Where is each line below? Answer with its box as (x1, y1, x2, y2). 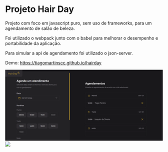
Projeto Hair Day (5, 3, 74, 15)
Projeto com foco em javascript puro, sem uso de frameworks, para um (5, 20, 152, 26)
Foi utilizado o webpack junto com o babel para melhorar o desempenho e (5, 35, 158, 41)
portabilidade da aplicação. (5, 40, 61, 46)
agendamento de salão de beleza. (5, 25, 75, 31)
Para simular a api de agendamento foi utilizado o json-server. (5, 50, 133, 56)
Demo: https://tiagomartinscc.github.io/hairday (5, 59, 101, 65)
